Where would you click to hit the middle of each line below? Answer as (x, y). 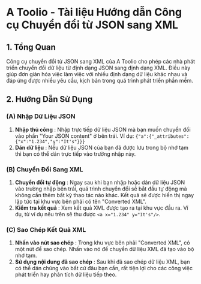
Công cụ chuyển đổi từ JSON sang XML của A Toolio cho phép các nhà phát (101, 61)
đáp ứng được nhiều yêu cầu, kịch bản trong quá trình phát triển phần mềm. (100, 81)
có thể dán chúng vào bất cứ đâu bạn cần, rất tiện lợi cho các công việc (104, 268)
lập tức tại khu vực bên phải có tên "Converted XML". (81, 201)
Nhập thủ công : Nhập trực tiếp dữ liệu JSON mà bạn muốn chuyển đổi (103, 129)
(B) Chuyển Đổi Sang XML (45, 169)
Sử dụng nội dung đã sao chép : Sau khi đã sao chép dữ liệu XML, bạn (102, 262)
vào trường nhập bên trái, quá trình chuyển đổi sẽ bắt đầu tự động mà (101, 189)
